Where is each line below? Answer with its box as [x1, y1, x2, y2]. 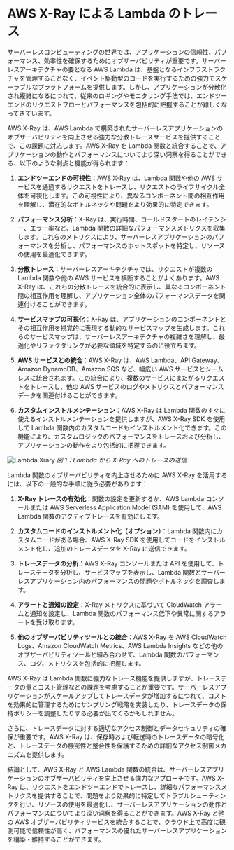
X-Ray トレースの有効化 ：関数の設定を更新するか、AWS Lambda [17, 494, 205, 502]
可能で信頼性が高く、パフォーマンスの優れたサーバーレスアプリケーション [13, 826, 228, 835]
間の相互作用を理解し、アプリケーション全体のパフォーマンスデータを [17, 291, 220, 299]
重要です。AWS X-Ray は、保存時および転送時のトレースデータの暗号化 [19, 732, 225, 741]
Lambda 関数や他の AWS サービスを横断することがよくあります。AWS [17, 273, 220, 282]
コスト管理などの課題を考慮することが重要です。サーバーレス [37, 683, 215, 691]
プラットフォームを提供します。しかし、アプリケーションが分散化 [37, 83, 227, 91]
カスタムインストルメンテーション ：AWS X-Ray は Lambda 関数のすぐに [17, 406, 226, 414]
